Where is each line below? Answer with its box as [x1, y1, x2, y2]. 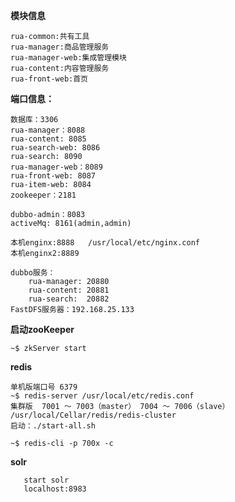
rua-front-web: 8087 [10, 171, 97, 181]
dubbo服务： [10, 268, 56, 278]
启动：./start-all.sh [10, 421, 96, 431]
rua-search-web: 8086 [10, 143, 101, 153]
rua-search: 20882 [28, 294, 110, 304]
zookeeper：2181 [10, 190, 77, 200]
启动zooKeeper [10, 324, 75, 335]
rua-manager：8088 [10, 125, 86, 135]
